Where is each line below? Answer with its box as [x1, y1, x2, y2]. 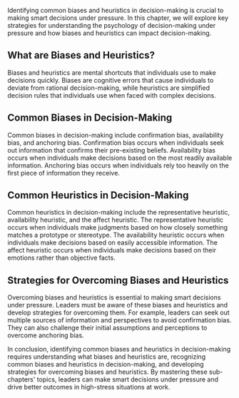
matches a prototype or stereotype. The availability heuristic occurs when [7, 231, 225, 240]
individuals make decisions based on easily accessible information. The [7, 238, 218, 247]
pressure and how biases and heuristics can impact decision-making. [7, 29, 212, 37]
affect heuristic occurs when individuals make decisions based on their [7, 246, 216, 255]
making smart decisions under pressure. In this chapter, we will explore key [7, 14, 229, 22]
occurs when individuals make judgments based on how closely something [7, 223, 228, 232]
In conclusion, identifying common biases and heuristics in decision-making [7, 345, 231, 354]
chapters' [7, 375, 36, 384]
